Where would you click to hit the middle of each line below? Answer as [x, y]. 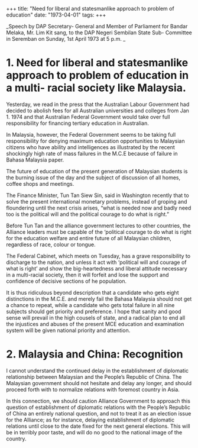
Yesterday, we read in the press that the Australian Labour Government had [98, 104]
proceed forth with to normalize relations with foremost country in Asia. [93, 389]
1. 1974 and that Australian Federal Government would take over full [88, 117]
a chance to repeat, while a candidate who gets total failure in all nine [90, 305]
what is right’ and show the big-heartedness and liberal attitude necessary [97, 268]
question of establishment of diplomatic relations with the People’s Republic [98, 407]
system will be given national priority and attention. [68, 330]
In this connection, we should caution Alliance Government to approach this [98, 401]
